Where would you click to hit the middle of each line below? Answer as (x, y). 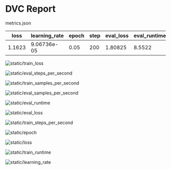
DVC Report (31, 9)
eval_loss (117, 35)
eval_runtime (150, 35)
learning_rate (47, 35)
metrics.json (18, 23)
